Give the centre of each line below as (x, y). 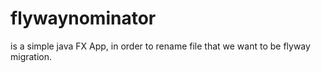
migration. (31, 56)
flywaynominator (83, 18)
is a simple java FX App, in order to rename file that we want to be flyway (160, 46)
